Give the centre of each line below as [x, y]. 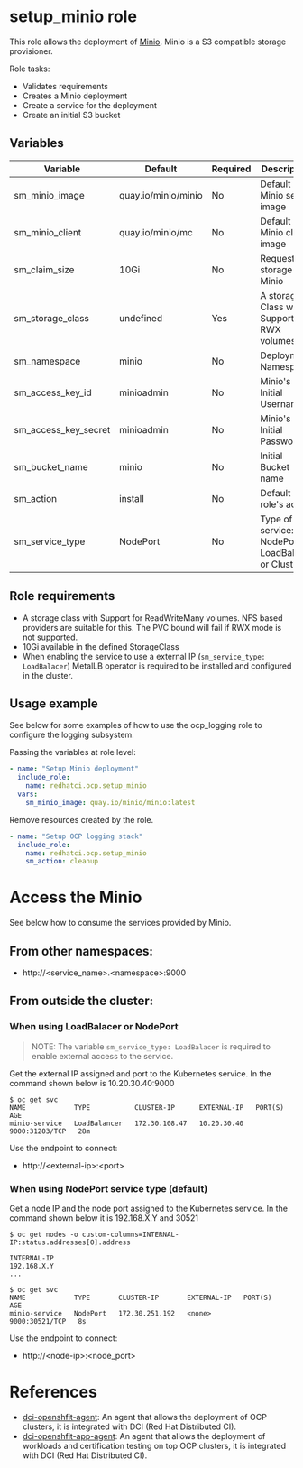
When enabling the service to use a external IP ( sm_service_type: [144, 656]
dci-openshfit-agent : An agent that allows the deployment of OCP [145, 1417]
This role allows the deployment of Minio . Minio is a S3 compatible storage [148, 42]
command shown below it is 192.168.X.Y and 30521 [104, 1218]
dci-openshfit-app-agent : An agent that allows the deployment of [144, 1436]
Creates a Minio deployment [75, 96]
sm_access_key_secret [62, 429]
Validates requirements [65, 86]
